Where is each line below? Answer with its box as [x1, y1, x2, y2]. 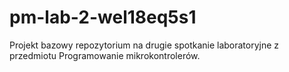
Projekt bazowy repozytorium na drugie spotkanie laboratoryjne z [9, 39, 280, 51]
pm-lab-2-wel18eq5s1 [9, 6, 197, 29]
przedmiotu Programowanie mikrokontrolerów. [9, 49, 201, 61]
